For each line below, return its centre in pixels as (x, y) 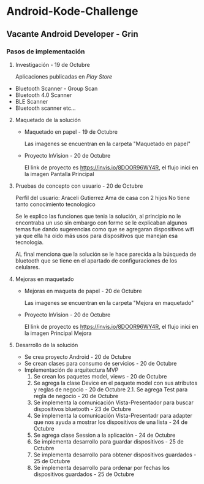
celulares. (28, 267)
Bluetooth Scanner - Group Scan (56, 88)
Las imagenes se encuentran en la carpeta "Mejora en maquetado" (109, 302)
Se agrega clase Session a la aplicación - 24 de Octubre (104, 435)
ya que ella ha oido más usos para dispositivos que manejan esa (96, 236)
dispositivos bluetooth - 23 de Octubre (82, 409)
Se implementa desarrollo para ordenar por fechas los (102, 467)
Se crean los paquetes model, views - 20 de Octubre (100, 376)
